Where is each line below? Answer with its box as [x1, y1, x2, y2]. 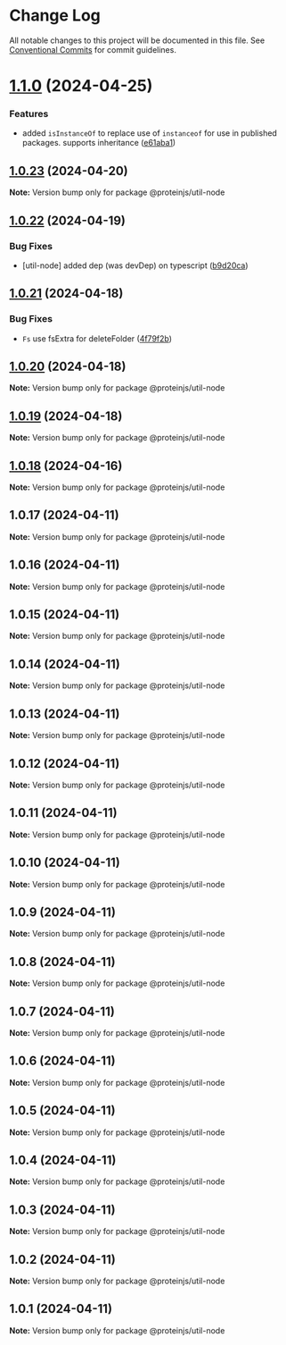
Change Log [9, 5, 101, 26]
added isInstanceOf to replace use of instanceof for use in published [21, 128, 278, 139]
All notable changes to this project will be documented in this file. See [9, 35, 266, 46]
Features [9, 108, 49, 121]
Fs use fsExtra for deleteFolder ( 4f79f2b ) [21, 332, 172, 344]
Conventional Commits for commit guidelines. [9, 44, 176, 55]
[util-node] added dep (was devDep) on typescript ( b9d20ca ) [21, 260, 249, 271]
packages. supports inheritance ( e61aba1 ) [21, 138, 176, 148]
